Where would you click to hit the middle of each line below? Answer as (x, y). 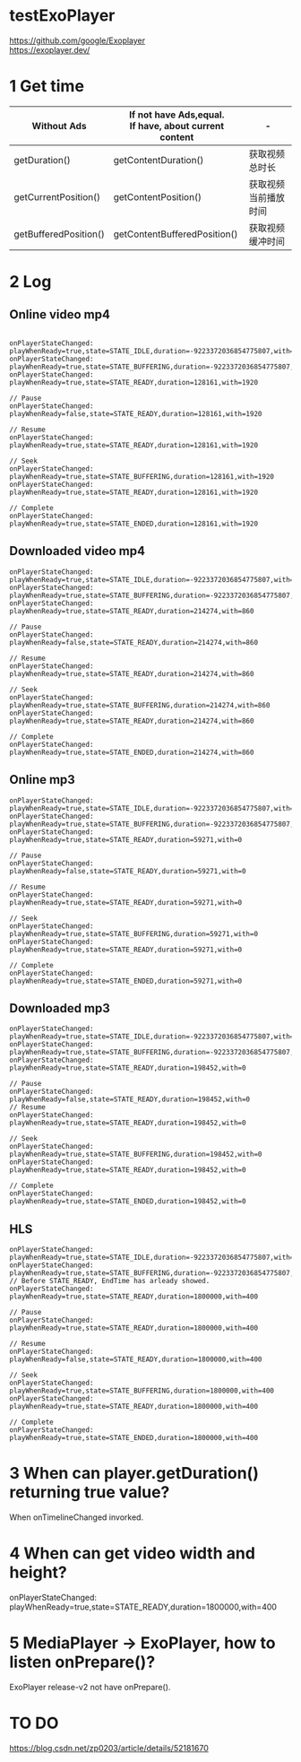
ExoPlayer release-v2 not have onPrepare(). (90, 1687)
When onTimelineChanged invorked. (77, 1517)
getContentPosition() (157, 196)
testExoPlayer (62, 16)
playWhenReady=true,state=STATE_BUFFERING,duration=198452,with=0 (136, 1154)
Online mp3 (43, 780)
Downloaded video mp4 (77, 551)
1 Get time (47, 87)
